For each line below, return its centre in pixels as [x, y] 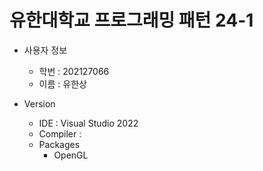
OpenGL [71, 155]
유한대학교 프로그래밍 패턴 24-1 [131, 20]
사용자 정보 [45, 50]
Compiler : [60, 133]
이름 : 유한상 [62, 83]
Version [39, 103]
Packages [59, 144]
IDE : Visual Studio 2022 [88, 123]
